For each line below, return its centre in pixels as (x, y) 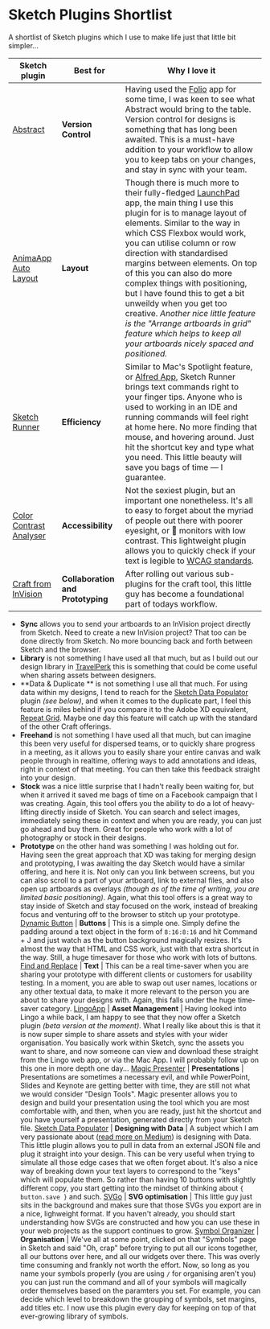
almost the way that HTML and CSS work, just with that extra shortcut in (139, 948)
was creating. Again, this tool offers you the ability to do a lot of (125, 803)
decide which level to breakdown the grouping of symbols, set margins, (138, 1299)
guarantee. (145, 477)
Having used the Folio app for (181, 88)
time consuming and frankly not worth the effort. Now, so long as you (135, 1265)
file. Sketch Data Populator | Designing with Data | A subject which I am (139, 1128)
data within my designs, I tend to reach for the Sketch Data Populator (134, 692)
